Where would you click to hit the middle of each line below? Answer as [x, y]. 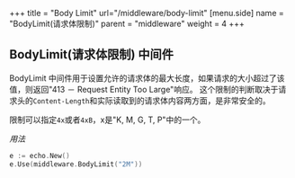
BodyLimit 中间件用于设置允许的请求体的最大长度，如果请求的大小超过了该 [147, 78]
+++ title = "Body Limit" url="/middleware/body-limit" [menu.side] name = [147, 13]
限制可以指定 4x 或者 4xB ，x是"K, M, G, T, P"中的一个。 [107, 120]
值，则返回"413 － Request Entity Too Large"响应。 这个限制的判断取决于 [144, 89]
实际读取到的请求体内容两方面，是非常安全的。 [184, 100]
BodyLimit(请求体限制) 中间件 [91, 54]
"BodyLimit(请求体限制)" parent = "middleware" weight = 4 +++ [127, 23]
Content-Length [61, 101]
